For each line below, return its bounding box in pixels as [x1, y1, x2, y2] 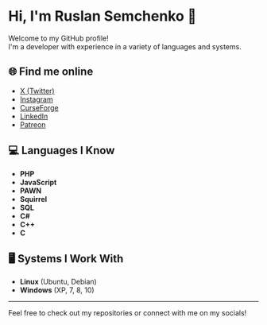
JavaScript [19, 177, 57, 187]
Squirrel [19, 194, 48, 203]
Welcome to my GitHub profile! [8, 33, 109, 43]
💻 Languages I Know [8, 144, 115, 157]
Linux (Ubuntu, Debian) [19, 277, 97, 287]
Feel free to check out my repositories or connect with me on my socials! [8, 308, 247, 318]
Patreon [19, 119, 46, 130]
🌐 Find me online [8, 65, 94, 79]
